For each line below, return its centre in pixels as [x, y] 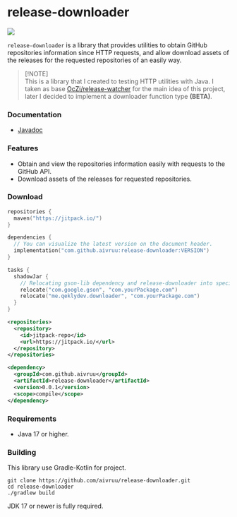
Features [23, 148]
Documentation [35, 114]
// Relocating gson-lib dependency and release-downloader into [116, 283]
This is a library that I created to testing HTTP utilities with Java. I [119, 81]
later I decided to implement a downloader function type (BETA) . [119, 96]
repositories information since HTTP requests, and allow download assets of [118, 52]
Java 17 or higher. [43, 434]
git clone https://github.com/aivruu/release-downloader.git [99, 481]
